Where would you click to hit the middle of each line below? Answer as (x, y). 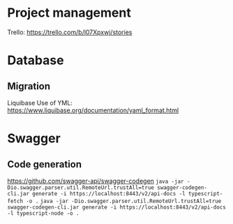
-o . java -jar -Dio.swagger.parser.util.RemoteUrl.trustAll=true (123, 201)
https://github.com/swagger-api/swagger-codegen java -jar (96, 181)
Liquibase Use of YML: (40, 103)
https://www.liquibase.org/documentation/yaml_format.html (93, 110)
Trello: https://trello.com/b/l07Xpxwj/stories (70, 32)
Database (36, 60)
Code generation (45, 164)
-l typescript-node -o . (43, 213)
